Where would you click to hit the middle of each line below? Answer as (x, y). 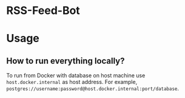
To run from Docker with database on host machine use (76, 75)
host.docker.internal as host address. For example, (72, 82)
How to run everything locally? (66, 61)
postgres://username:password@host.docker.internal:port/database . (93, 88)
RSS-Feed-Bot (43, 11)
